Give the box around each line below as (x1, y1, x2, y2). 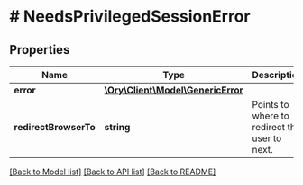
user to (252, 132, 282, 145)
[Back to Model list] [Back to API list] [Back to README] (9, 166, 216, 177)
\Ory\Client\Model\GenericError (104, 84, 243, 96)
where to (252, 110, 290, 122)
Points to (252, 99, 290, 110)
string (104, 121, 131, 133)
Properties (9, 42, 70, 57)
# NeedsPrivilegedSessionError (9, 6, 251, 27)
